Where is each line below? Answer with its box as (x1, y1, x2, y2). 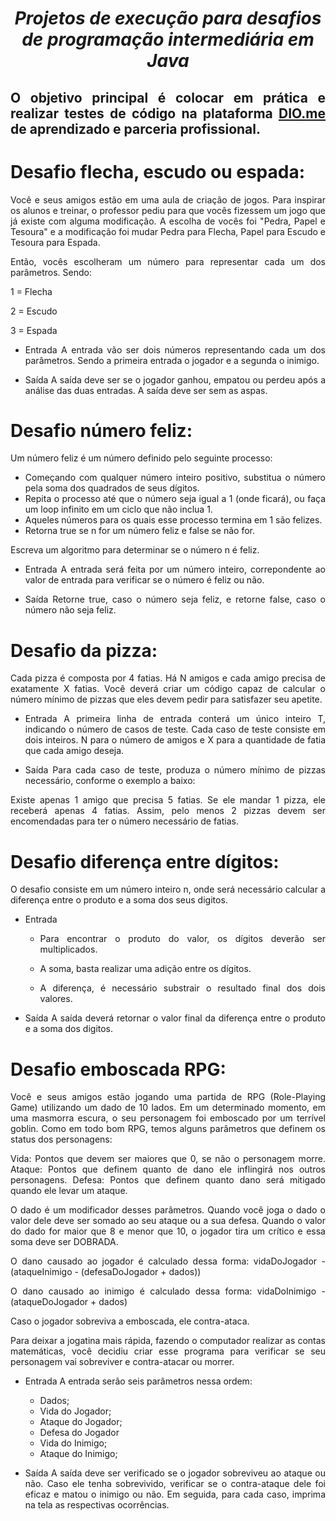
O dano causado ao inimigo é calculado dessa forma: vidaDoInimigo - (10, 1285, 326, 1297)
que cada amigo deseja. (24, 745, 125, 757)
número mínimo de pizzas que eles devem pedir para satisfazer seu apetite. (10, 693, 323, 706)
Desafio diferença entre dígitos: (10, 850, 280, 873)
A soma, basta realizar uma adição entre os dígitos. (39, 963, 252, 975)
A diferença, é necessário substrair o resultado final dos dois (39, 982, 326, 994)
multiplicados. (39, 943, 98, 956)
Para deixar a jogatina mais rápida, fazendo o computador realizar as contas (10, 1335, 326, 1347)
